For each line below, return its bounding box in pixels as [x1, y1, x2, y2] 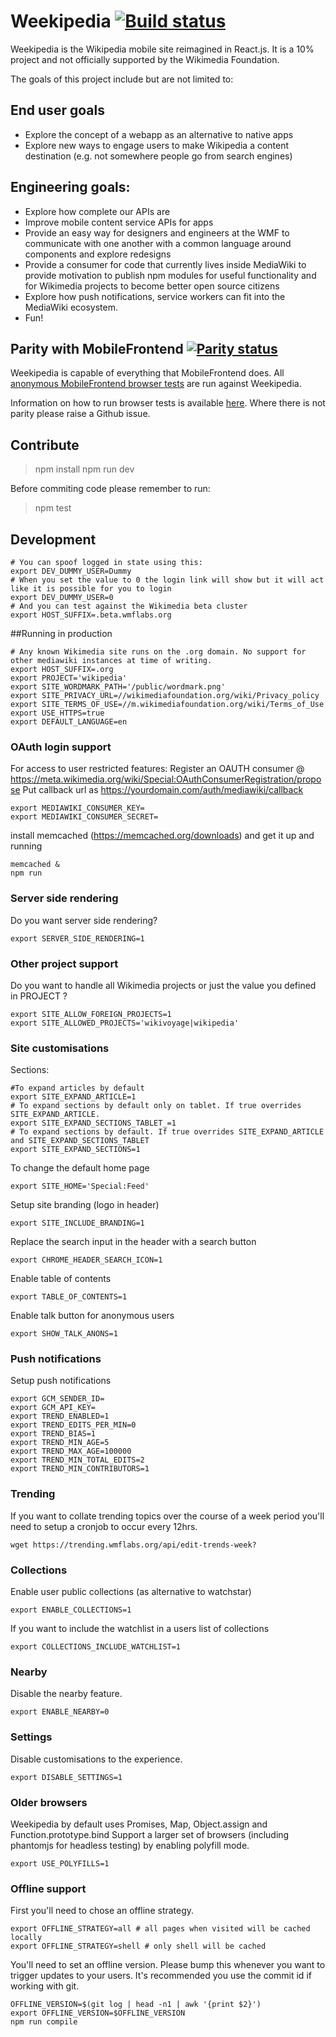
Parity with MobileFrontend [10, 340, 184, 357]
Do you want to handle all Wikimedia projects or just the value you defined [10, 979, 317, 991]
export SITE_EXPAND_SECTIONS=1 [10, 1145, 141, 1155]
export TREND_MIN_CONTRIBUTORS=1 [10, 1464, 150, 1474]
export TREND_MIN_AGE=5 [10, 1438, 110, 1448]
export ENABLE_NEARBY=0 [10, 1707, 110, 1717]
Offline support [10, 1881, 87, 1895]
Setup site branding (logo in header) [10, 1199, 160, 1211]
